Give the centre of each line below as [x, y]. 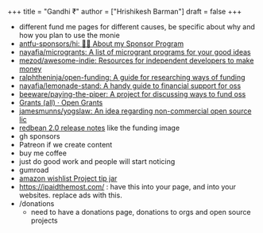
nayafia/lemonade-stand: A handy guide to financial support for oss [130, 86]
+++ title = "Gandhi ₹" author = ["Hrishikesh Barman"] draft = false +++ [125, 11]
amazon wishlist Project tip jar [68, 178]
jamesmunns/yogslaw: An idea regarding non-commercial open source [135, 111]
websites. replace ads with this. [70, 195]
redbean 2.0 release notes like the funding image [99, 128]
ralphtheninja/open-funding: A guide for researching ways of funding [132, 77]
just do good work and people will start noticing [97, 161]
